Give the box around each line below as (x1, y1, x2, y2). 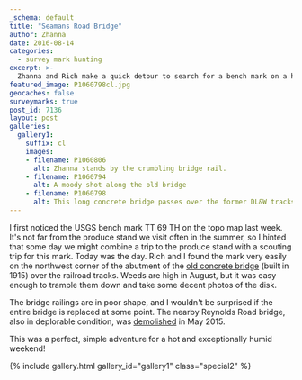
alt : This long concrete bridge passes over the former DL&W (32, 197, 268, 207)
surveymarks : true (9, 96, 78, 106)
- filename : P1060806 (25, 155, 106, 165)
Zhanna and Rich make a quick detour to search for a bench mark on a (17, 72, 288, 81)
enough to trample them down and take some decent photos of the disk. (9, 279, 277, 290)
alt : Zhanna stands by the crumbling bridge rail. (32, 164, 227, 173)
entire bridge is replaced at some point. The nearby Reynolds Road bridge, (9, 306, 286, 317)
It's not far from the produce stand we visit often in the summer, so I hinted (9, 231, 287, 242)
